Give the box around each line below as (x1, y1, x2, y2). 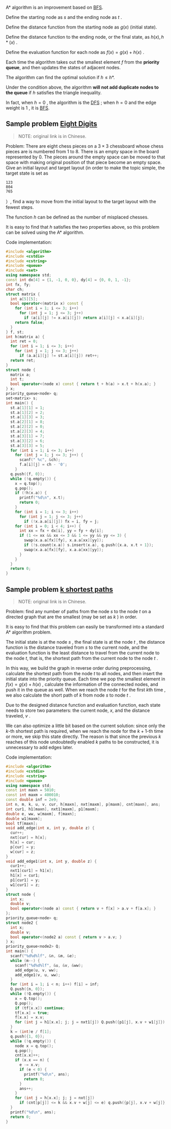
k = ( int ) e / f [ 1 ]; (10, 1029, 52, 1034)
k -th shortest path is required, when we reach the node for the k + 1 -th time (6, 728, 164, 734)
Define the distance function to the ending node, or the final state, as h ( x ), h (6, 34, 164, 40)
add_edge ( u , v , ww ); (15, 968, 58, 973)
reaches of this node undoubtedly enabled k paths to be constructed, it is (6, 739, 159, 745)
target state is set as (6, 170, 49, 176)
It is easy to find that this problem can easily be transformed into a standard (6, 624, 164, 629)
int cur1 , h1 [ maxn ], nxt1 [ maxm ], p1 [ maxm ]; (6, 807, 99, 812)
